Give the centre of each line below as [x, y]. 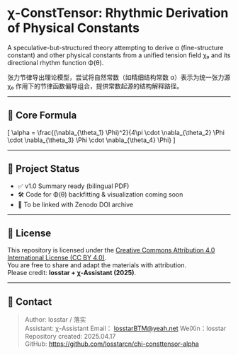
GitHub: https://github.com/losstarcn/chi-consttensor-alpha [112, 344]
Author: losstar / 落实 [55, 320]
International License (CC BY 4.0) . [57, 258]
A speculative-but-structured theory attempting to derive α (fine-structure [115, 47]
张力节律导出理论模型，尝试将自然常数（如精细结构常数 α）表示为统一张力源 [119, 77]
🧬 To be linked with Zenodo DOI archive [75, 204]
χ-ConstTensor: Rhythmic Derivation [118, 13]
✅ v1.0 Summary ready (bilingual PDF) [73, 186]
